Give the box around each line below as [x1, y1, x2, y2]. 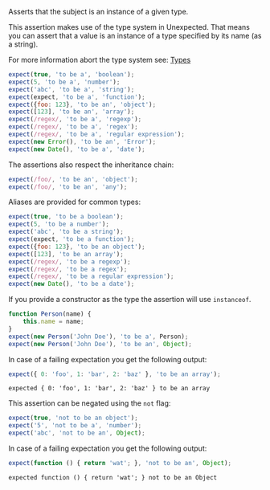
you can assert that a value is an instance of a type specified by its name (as [8, 31, 262, 40]
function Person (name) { [8, 310, 92, 318]
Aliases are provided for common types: [8, 197, 141, 207]
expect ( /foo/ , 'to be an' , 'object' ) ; [8, 175, 138, 183]
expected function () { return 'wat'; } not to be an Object [8, 473, 218, 481]
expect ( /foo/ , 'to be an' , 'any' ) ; [8, 182, 128, 191]
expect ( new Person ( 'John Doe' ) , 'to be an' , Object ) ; [8, 340, 193, 348]
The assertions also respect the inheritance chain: [8, 160, 174, 169]
